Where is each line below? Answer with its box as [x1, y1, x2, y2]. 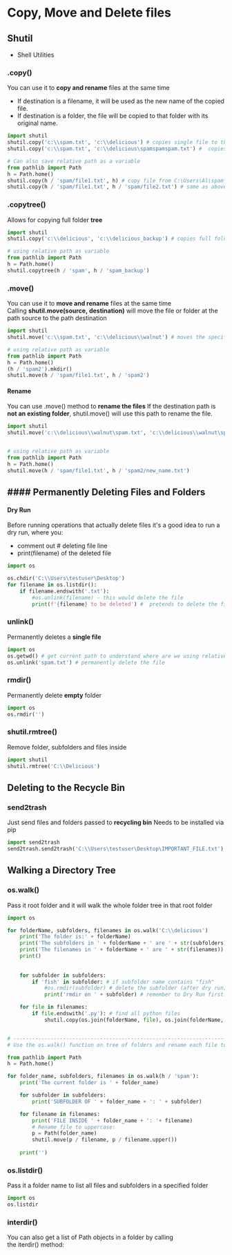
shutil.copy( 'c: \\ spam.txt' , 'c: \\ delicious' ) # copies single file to [7, 139, 217, 146]
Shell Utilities [17, 50, 55, 59]
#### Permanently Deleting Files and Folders [7, 486, 206, 499]
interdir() [7, 1217, 38, 1227]
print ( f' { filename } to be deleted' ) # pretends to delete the [32, 600, 217, 608]
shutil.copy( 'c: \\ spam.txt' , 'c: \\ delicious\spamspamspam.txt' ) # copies [7, 145, 227, 153]
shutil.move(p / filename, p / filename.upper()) [32, 1136, 177, 1144]
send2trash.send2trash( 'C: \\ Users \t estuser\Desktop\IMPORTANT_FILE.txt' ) [7, 846, 224, 853]
